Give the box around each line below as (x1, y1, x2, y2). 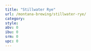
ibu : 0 (5, 30, 19, 34)
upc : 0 (5, 39, 19, 44)
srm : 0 (5, 34, 19, 39)
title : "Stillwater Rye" (5, 7, 56, 12)
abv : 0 (5, 25, 19, 30)
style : (5, 20, 19, 26)
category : (5, 16, 25, 21)
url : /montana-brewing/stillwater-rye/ (5, 12, 87, 17)
